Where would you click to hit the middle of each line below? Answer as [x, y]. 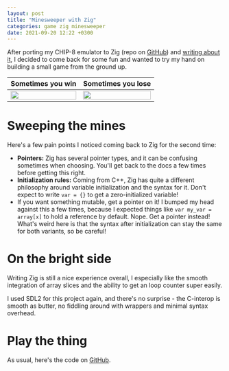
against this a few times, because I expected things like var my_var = [114, 210]
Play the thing [47, 341]
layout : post [26, 13]
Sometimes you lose [117, 84]
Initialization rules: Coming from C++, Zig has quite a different [106, 180]
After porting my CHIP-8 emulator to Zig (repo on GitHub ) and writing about [114, 52]
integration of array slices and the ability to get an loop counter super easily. [115, 285]
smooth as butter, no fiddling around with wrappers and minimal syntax [108, 306]
